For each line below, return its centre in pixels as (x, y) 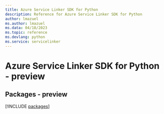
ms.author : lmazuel (25, 23)
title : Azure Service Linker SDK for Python (52, 10)
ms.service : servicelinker (33, 42)
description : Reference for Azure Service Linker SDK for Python (74, 14)
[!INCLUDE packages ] (27, 106)
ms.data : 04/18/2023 (26, 28)
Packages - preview (36, 95)
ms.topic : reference (26, 32)
